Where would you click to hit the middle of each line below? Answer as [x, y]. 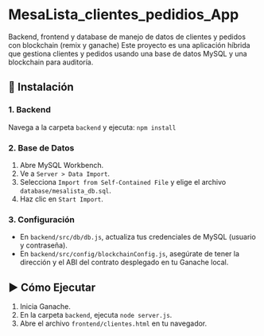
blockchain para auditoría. [51, 62]
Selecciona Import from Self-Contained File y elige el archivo [123, 182]
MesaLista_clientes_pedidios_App [124, 15]
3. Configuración [42, 219]
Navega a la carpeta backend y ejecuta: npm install [92, 127]
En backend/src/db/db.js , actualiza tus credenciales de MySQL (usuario [138, 237]
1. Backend [30, 110]
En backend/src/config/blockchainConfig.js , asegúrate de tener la [130, 254]
